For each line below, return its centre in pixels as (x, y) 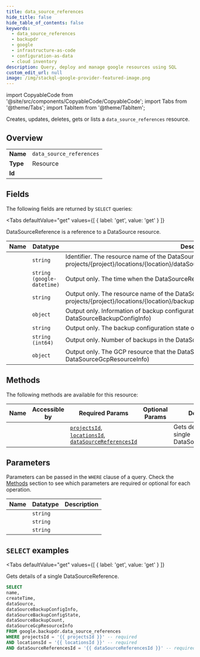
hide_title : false (29, 17)
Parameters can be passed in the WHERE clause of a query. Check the (90, 477)
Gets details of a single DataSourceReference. (63, 576)
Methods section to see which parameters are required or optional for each (98, 483)
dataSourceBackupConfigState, (44, 615)
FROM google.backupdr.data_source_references (63, 631)
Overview (25, 138)
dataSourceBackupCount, (36, 620)
